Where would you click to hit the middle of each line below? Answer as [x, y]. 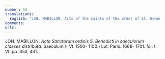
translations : [20, 14]
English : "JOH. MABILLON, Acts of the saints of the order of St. [79, 18]
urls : [11, 28]
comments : [15, 23]
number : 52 [16, 9]
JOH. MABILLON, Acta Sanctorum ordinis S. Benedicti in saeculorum [75, 41]
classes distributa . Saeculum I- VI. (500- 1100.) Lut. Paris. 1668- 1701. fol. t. [81, 46]
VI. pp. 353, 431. [22, 52]
